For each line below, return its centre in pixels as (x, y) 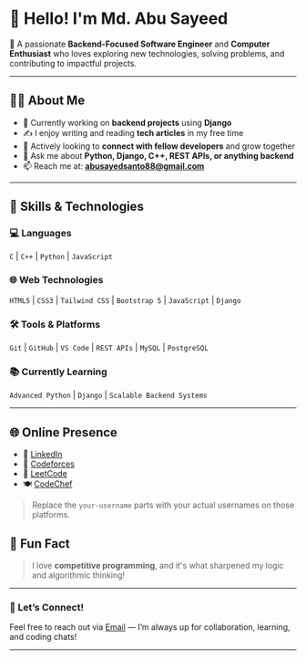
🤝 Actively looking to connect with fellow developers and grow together (159, 146)
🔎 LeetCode (45, 474)
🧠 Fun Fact (40, 544)
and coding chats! (43, 637)
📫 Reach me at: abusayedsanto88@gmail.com (113, 166)
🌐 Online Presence (64, 432)
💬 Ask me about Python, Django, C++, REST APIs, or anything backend (158, 155)
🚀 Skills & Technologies (76, 207)
